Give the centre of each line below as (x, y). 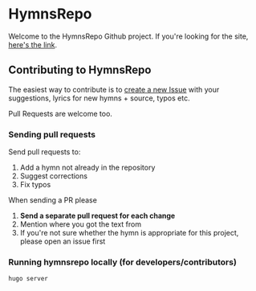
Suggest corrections (54, 176)
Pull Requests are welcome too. (60, 113)
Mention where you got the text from (81, 224)
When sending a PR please (53, 200)
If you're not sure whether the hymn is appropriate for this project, (129, 233)
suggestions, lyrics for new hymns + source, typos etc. (99, 98)
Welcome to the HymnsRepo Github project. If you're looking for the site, (128, 36)
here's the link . (33, 44)
